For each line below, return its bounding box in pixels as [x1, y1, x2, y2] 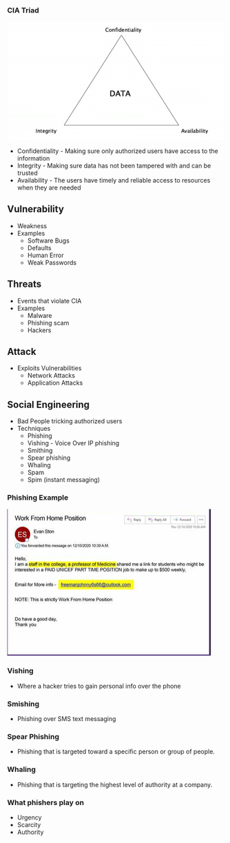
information [17, 154, 50, 162]
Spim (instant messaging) [27, 476, 101, 484]
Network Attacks [27, 372, 76, 380]
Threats [7, 278, 42, 290]
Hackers [27, 326, 52, 334]
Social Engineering [7, 398, 90, 410]
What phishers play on [7, 798, 85, 807]
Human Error [27, 251, 64, 259]
